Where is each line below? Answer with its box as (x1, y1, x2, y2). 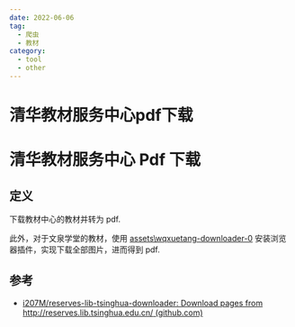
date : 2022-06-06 (9, 13, 75, 23)
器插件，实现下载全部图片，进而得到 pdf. (9, 244, 160, 255)
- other (17, 64, 47, 73)
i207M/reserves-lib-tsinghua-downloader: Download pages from (22, 297, 264, 308)
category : (9, 47, 47, 56)
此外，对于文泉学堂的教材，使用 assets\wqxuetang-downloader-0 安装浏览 (9, 233, 287, 244)
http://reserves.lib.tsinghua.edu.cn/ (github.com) (22, 307, 204, 318)
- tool (17, 55, 42, 64)
